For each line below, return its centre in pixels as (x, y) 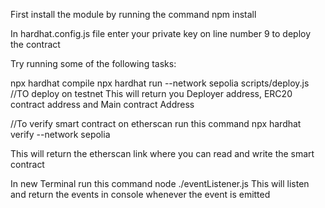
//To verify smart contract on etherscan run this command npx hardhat (156, 123)
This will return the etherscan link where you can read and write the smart (162, 153)
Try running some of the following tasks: (93, 63)
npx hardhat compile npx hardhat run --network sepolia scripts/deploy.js (160, 83)
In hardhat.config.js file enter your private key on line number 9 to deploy (161, 33)
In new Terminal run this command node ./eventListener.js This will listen (160, 183)
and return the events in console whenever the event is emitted (140, 194)
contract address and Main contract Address (102, 104)
